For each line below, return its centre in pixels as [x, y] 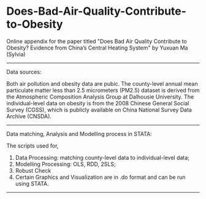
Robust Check [33, 170]
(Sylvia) [16, 54]
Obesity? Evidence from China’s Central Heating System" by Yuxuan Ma [97, 48]
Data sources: [24, 72]
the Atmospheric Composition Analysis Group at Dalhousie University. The [100, 97]
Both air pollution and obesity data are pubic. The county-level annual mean [102, 83]
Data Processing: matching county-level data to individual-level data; [102, 157]
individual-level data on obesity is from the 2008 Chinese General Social [98, 103]
